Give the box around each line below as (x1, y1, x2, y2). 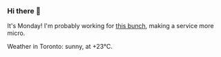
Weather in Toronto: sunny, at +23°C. (7, 43, 113, 51)
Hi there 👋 (7, 6, 41, 16)
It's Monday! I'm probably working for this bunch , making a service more (7, 22, 214, 30)
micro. (7, 29, 26, 37)
